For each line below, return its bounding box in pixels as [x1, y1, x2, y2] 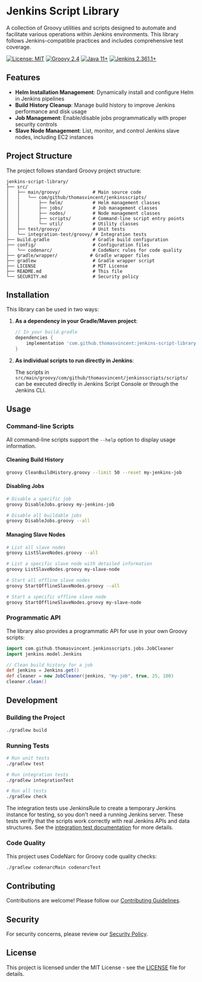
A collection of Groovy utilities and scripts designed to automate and [6, 24, 177, 31]
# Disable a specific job [6, 496, 71, 502]
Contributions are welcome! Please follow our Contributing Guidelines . [6, 897, 181, 904]
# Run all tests [6, 788, 47, 794]
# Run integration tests [6, 772, 69, 778]
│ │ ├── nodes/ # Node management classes [6, 210, 161, 216]
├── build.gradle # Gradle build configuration [6, 236, 169, 242]
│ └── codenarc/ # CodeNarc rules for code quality [6, 247, 182, 253]
